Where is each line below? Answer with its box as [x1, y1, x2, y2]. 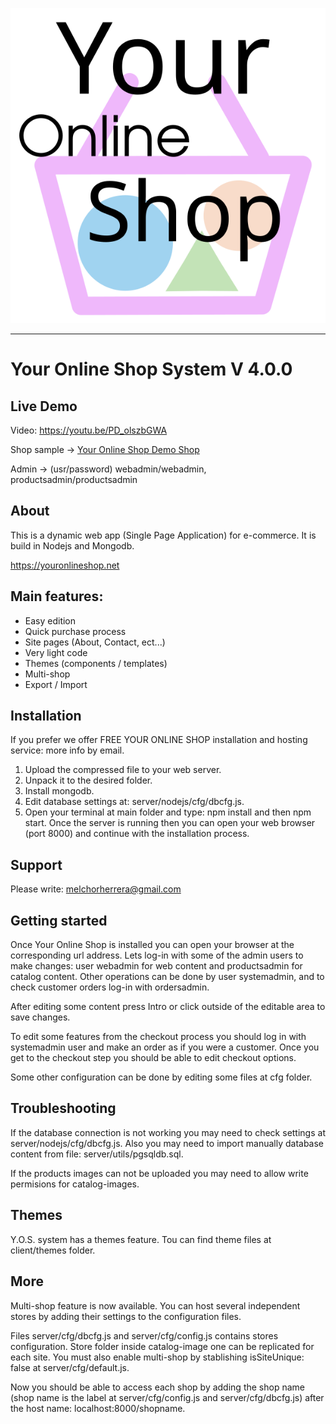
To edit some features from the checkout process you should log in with [10, 1031, 307, 1043]
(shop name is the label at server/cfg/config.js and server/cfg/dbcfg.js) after [10, 1391, 325, 1403]
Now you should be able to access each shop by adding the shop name [10, 1381, 305, 1393]
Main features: [10, 588, 104, 605]
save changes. [10, 1011, 71, 1023]
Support [10, 856, 63, 873]
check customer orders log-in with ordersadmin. [10, 981, 210, 993]
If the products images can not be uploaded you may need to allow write [10, 1167, 309, 1179]
